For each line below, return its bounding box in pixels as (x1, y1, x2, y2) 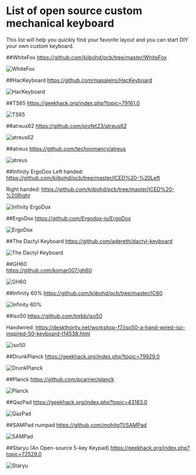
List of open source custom (6, 4, 142, 18)
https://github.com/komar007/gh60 (6, 266, 92, 273)
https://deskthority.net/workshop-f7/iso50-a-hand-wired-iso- (35, 324, 185, 331)
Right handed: (6, 186, 40, 193)
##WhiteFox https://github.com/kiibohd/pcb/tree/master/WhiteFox (6, 54, 167, 61)
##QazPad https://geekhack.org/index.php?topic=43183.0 (6, 398, 148, 405)
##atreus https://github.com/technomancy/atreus (6, 145, 127, 152)
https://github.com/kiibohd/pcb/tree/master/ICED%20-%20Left (6, 174, 160, 181)
